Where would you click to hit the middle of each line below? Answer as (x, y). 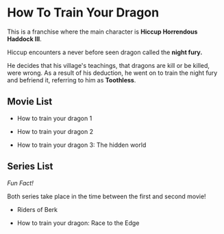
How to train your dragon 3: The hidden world (82, 145)
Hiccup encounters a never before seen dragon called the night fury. (105, 52)
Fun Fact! (21, 183)
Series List (30, 166)
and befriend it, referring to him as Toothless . (72, 80)
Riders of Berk (37, 209)
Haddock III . (25, 38)
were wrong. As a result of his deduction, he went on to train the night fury (112, 73)
